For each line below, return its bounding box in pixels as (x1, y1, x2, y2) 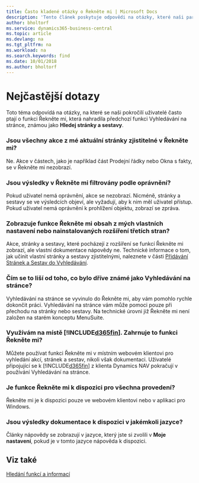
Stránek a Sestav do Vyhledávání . (6, 259, 89, 266)
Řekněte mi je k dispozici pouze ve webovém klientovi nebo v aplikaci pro (6, 397, 185, 404)
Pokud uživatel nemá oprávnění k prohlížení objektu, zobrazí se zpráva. (6, 204, 181, 211)
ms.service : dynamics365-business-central (6, 25, 113, 31)
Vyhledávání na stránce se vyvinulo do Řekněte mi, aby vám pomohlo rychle (6, 295, 192, 302)
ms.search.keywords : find (6, 53, 70, 59)
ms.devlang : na (6, 36, 44, 42)
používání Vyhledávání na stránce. (6, 368, 91, 376)
